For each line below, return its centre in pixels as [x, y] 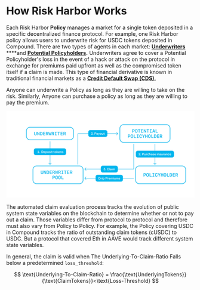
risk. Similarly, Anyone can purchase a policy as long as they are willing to [97, 96]
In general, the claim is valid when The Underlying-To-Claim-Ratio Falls [93, 257]
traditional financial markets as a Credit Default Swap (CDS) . [81, 78]
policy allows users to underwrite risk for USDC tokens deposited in [89, 40]
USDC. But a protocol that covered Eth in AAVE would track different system [100, 239]
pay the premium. [28, 102]
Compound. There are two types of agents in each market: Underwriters [96, 47]
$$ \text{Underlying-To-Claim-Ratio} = [61, 274]
